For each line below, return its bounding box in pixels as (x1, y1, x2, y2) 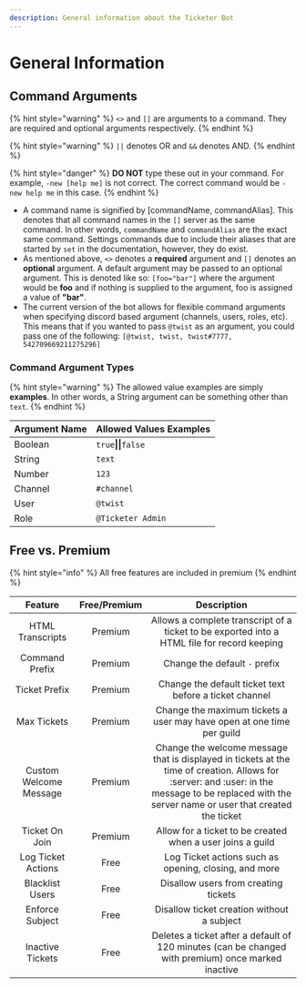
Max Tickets (15, 715, 68, 728)
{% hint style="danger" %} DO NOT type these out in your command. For (9, 168, 284, 178)
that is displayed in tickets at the (153, 752, 291, 765)
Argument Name (14, 423, 88, 435)
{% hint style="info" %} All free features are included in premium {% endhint (9, 566, 297, 578)
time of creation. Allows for (163, 764, 280, 777)
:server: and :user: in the (169, 775, 274, 788)
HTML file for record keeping (159, 637, 284, 649)
